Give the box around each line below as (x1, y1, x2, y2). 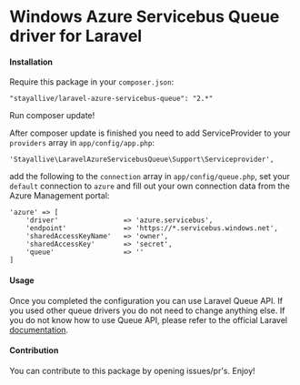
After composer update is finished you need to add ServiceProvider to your (9, 127, 291, 138)
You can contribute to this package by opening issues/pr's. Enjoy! (9, 365, 256, 376)
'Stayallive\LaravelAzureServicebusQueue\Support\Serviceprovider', (9, 155, 275, 165)
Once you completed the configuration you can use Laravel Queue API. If (9, 295, 284, 306)
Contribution (9, 345, 59, 356)
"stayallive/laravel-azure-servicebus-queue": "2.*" (9, 94, 214, 104)
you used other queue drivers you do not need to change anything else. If (9, 305, 285, 316)
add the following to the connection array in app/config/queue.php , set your (9, 171, 291, 182)
